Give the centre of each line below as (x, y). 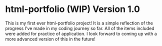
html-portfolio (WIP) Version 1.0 (72, 9)
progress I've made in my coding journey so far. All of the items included (80, 28)
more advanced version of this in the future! (50, 39)
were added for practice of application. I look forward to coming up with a (81, 33)
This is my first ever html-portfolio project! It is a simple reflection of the (79, 23)
